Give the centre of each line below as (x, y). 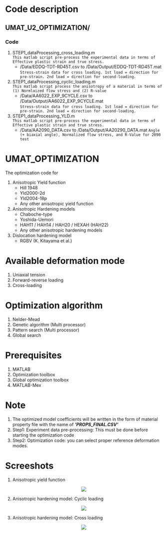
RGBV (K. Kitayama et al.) (46, 241)
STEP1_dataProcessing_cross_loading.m (54, 52)
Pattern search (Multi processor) (46, 330)
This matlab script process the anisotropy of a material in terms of (87, 86)
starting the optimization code (43, 435)
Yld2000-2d (32, 193)
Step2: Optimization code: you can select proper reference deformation (86, 440)
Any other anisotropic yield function (57, 204)
